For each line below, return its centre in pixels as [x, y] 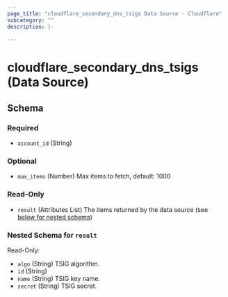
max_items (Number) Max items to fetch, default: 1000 [94, 176]
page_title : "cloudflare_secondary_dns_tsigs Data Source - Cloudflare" [115, 14]
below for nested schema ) [55, 217]
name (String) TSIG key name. [59, 279]
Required [23, 128]
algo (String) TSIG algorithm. [58, 264]
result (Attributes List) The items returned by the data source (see [113, 209]
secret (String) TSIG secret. [57, 286]
